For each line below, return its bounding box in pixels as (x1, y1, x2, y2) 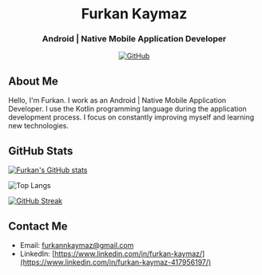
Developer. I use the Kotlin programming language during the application (8, 104, 248, 114)
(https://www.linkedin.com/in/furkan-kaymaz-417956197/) (19, 257, 212, 267)
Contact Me (8, 219, 68, 233)
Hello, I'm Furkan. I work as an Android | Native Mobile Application (8, 96, 227, 105)
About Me (8, 74, 58, 88)
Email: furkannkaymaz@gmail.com (19, 240, 134, 249)
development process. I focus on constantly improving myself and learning (8, 112, 255, 122)
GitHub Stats (8, 144, 73, 158)
